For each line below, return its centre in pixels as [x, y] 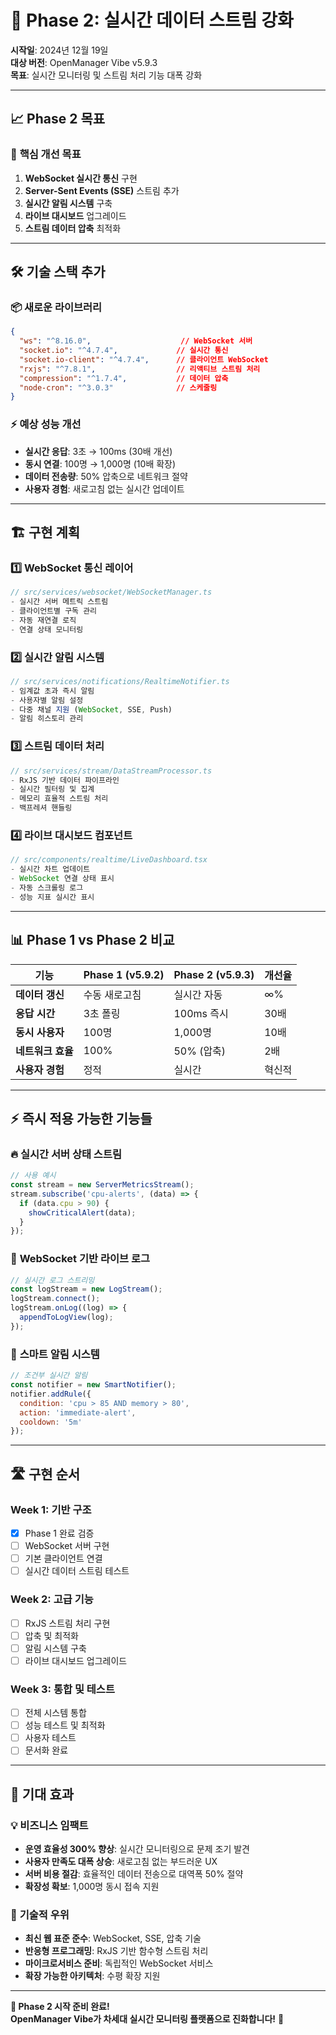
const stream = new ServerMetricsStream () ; [102, 1185]
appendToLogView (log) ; [66, 1317]
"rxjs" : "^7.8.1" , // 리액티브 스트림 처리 [140, 369]
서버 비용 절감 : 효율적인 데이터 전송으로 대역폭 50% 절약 [134, 1874]
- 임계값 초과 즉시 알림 [52, 691]
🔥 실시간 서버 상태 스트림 [66, 1154]
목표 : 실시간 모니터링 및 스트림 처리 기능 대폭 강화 [106, 75]
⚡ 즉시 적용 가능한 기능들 [81, 1118]
